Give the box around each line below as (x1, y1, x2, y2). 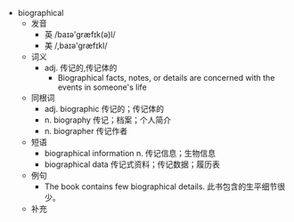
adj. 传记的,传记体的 (44, 62, 118, 73)
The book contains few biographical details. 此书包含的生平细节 (44, 181, 278, 192)
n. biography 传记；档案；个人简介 (44, 115, 172, 125)
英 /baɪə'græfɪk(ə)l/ (44, 29, 116, 39)
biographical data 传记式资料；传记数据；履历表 (44, 159, 220, 170)
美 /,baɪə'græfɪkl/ (44, 40, 108, 51)
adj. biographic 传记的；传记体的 (44, 104, 165, 114)
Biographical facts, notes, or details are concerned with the (57, 73, 275, 83)
